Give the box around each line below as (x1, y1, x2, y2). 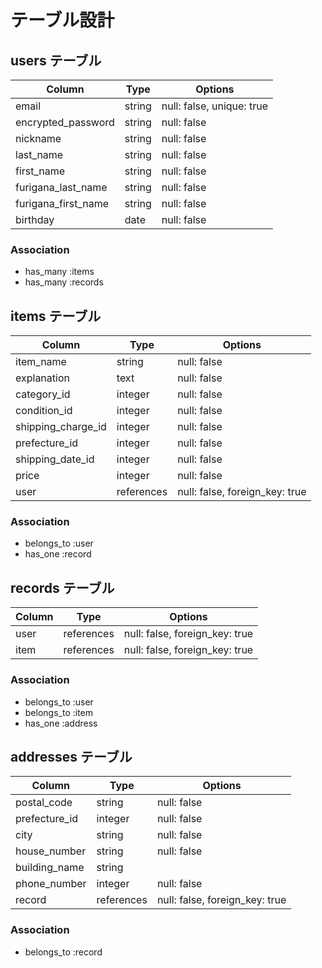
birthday (15, 213, 55, 226)
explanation (15, 371, 70, 385)
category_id (15, 387, 71, 401)
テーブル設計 (10, 9, 115, 32)
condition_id (15, 404, 73, 418)
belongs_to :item (24, 706, 94, 718)
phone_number (15, 877, 87, 891)
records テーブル (10, 579, 115, 596)
